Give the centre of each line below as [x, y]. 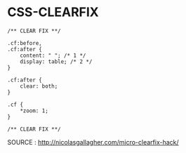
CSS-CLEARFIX [53, 12]
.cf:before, [25, 43]
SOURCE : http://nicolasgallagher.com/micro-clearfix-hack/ [93, 142]
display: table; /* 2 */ [56, 61]
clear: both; [39, 86]
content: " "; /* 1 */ [53, 55]
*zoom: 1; [34, 111]
